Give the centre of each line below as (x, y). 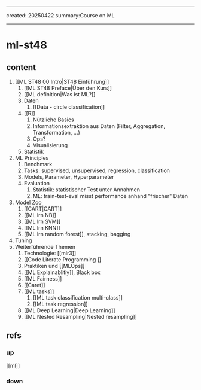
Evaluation (36, 183)
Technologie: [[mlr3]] (50, 253)
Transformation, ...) (57, 132)
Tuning (23, 240)
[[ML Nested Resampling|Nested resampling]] (80, 317)
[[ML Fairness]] (43, 278)
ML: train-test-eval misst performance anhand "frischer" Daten (110, 196)
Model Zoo (28, 202)
